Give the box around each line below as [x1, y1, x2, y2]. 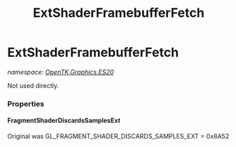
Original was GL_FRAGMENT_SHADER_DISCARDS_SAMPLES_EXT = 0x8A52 [7, 132, 230, 141]
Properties [7, 98, 45, 108]
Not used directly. [7, 81, 59, 89]
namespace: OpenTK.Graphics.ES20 [7, 68, 114, 76]
